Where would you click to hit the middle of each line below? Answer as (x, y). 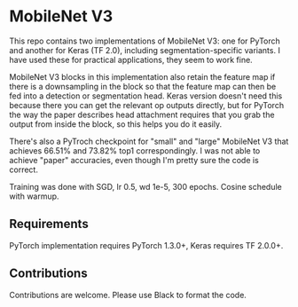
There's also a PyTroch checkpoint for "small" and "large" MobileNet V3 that (149, 141)
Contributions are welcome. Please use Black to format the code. (128, 295)
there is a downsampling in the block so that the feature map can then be (143, 86)
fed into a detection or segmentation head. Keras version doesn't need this (146, 96)
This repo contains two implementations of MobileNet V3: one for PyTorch (145, 41)
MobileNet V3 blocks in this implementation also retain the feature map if (142, 76)
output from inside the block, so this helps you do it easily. (116, 124)
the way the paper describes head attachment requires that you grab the (142, 114)
